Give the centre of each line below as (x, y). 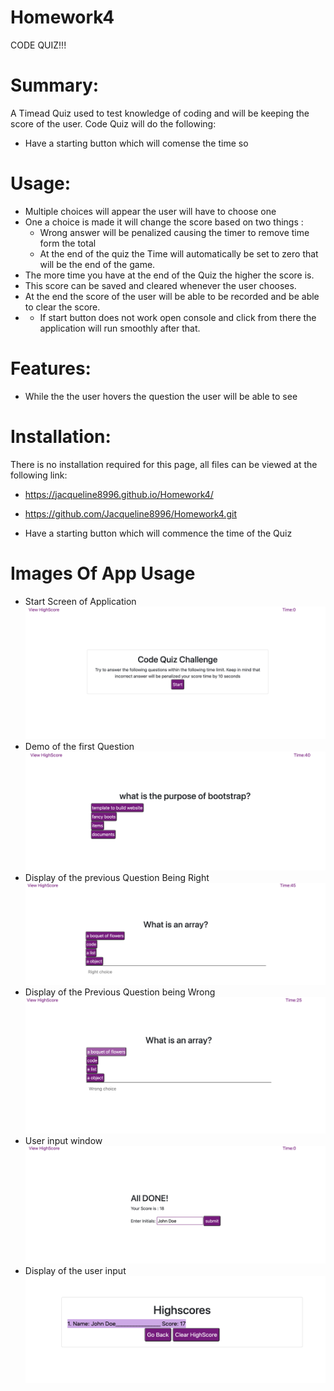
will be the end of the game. (97, 264)
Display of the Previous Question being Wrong (120, 992)
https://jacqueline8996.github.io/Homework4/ (119, 494)
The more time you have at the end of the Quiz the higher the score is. (169, 275)
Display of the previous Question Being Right (117, 877)
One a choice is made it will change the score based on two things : (164, 222)
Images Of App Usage (103, 573)
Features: (51, 368)
